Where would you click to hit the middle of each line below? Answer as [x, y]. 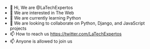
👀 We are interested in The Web [42, 13]
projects [18, 28]
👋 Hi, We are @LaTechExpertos [41, 8]
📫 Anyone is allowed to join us [41, 41]
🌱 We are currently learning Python [45, 18]
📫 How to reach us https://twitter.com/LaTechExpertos [66, 34]
